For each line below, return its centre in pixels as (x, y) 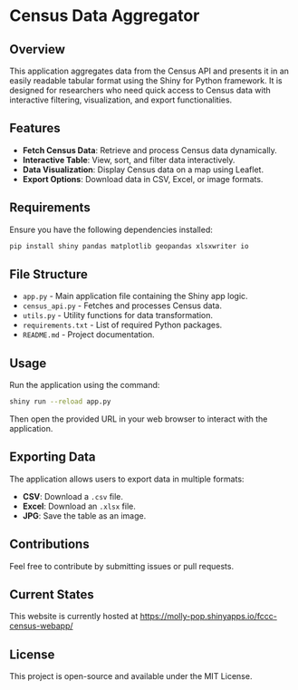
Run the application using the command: (85, 385)
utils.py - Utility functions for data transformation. (117, 316)
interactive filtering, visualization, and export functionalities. (121, 100)
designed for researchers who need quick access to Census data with (140, 90)
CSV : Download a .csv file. (73, 496)
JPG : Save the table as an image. (84, 515)
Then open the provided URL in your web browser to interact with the (139, 419)
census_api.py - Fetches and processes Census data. (122, 306)
